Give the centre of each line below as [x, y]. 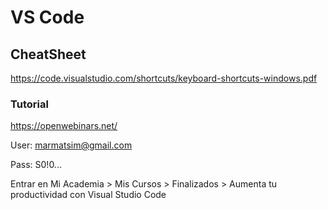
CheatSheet [48, 54]
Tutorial [29, 104]
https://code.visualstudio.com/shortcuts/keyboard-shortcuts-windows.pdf [164, 78]
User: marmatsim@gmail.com [71, 145]
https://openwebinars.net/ [64, 126]
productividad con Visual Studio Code [88, 195]
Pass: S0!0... [36, 165]
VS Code [47, 17]
